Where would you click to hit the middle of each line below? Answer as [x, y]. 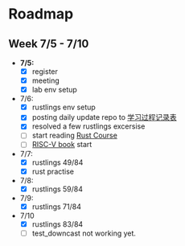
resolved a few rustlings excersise [88, 126]
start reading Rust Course [75, 135]
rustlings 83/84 [58, 224]
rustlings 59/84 [57, 189]
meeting [45, 80]
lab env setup [55, 90]
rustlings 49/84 [58, 162]
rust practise [53, 171]
